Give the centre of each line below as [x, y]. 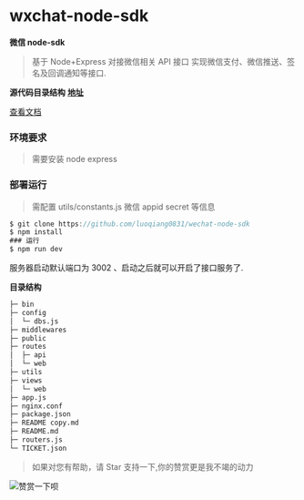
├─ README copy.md [44, 423]
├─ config [28, 312]
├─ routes [28, 347]
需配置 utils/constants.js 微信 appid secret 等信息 [123, 207]
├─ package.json [40, 414]
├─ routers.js [36, 440]
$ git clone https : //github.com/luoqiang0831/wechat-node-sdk [130, 224]
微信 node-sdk [37, 42]
